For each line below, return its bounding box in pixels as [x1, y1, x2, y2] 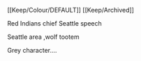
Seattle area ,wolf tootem [7, 33, 80, 41]
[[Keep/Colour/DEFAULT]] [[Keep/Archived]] [7, 6, 135, 14]
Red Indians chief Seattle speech [7, 19, 103, 27]
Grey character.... [7, 46, 57, 54]
